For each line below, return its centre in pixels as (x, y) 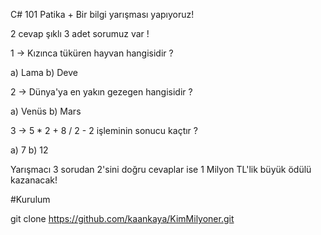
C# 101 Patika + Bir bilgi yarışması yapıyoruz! (102, 14)
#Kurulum (30, 199)
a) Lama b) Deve (44, 72)
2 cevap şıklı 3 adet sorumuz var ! (80, 33)
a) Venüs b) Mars (46, 111)
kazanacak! (34, 180)
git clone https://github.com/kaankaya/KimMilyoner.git (122, 218)
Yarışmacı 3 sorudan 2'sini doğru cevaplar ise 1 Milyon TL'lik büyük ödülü (161, 169)
